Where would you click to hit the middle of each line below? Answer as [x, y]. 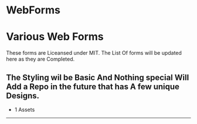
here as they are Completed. [40, 59]
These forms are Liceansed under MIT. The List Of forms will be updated [94, 53]
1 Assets [25, 109]
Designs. [23, 96]
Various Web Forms [55, 37]
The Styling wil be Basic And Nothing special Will [98, 77]
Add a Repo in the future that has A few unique [93, 86]
